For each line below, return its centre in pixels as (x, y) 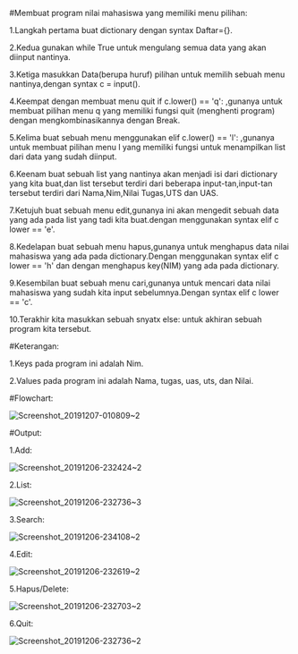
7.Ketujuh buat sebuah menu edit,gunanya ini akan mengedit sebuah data (144, 210)
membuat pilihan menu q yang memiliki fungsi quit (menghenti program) (142, 110)
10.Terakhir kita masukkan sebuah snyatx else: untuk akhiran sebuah (136, 319)
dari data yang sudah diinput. (63, 157)
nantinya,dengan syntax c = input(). (75, 84)
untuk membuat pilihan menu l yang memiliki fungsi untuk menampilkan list (148, 147)
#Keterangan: (34, 346)
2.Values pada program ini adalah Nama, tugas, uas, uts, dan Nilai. (132, 381)
